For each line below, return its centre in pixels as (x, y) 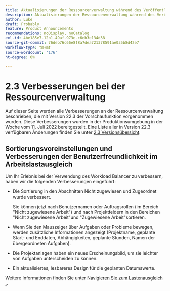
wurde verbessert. (32, 197)
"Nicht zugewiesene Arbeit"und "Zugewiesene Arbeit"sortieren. (79, 217)
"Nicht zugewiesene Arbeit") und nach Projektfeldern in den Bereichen (86, 212)
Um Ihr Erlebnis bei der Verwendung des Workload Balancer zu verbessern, (84, 176)
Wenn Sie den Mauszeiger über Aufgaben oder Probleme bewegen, (83, 227)
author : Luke (19, 19)
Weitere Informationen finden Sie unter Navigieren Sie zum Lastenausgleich (84, 278)
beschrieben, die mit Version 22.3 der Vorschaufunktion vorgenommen (79, 116)
